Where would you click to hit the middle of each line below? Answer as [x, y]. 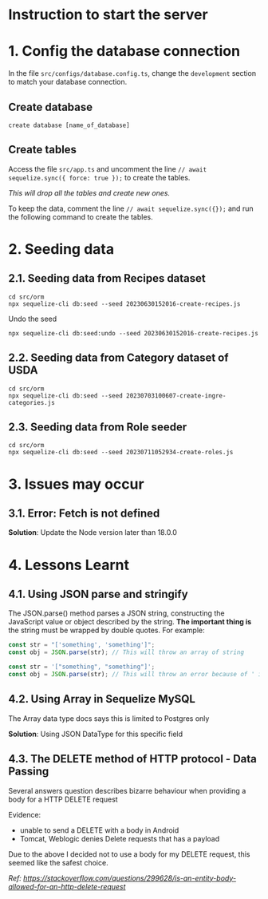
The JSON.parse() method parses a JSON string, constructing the [116, 613]
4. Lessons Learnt [69, 565]
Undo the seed [33, 319]
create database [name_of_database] [69, 125]
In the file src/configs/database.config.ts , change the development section [132, 73]
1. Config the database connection [124, 51]
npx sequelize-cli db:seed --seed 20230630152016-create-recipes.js [124, 304]
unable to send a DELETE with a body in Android [99, 830]
